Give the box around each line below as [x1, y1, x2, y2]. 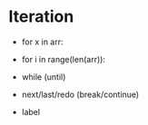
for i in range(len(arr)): [21, 53, 106, 64]
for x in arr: [21, 36, 64, 47]
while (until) [21, 71, 66, 82]
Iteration [8, 6, 74, 27]
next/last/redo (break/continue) [21, 89, 140, 100]
